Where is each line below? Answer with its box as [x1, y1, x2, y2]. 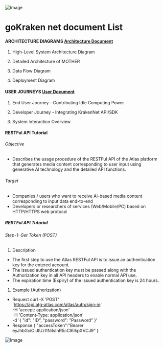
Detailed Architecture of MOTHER [12, 59, 80, 65]
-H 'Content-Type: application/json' [12, 312, 84, 318]
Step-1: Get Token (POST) [5, 232, 57, 238]
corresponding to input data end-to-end [12, 198, 93, 204]
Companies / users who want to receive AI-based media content [12, 193, 143, 199]
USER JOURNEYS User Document [5, 89, 75, 94]
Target [5, 178, 19, 184]
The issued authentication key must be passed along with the [12, 267, 136, 273]
